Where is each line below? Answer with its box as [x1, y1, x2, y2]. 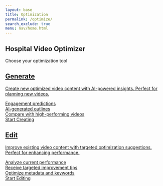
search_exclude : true [5, 21, 51, 26]
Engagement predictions [5, 100, 56, 106]
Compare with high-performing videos [5, 111, 85, 117]
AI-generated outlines [5, 105, 51, 111]
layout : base [5, 7, 33, 12]
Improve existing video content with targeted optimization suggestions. [5, 144, 152, 150]
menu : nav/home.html [5, 26, 49, 31]
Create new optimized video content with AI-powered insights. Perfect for [5, 85, 158, 91]
